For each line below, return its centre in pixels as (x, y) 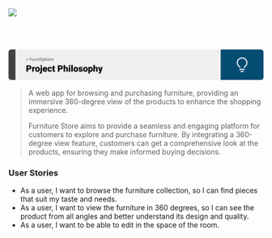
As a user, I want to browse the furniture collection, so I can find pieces (139, 191)
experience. (48, 110)
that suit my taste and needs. (68, 199)
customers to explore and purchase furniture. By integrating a (131, 135)
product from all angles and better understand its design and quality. (134, 216)
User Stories (34, 172)
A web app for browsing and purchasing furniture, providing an (133, 93)
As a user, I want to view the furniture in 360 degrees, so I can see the (137, 208)
